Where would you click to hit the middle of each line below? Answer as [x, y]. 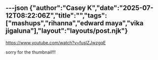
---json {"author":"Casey [46, 8]
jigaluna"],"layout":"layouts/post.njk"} [67, 31]
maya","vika [124, 23]
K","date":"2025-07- [120, 8]
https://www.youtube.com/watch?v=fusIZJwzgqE [56, 42]
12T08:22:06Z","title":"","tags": [56, 16]
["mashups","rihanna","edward [55, 23]
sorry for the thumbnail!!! [31, 52]
